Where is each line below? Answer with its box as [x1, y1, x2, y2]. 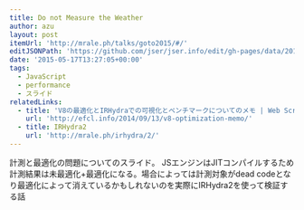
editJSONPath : [9, 47, 63, 56]
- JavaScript [17, 72, 67, 81]
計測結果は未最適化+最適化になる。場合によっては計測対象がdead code [9, 168, 276, 179]
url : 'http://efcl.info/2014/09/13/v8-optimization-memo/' [25, 114, 253, 123]
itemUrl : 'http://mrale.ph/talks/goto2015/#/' [9, 38, 188, 48]
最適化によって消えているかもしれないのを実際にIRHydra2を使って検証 [16, 179, 280, 190]
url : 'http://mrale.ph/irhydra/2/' [25, 131, 160, 140]
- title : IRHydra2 [17, 123, 88, 132]
